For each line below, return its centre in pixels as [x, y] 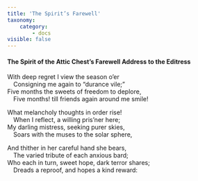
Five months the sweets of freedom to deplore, [74, 92]
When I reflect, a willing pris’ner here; [67, 120]
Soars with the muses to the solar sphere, [73, 135]
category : [34, 26]
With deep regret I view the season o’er [63, 77]
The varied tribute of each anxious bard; [71, 155]
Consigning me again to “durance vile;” [69, 85]
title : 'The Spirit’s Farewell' [54, 14]
